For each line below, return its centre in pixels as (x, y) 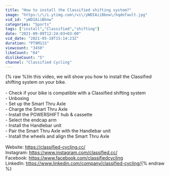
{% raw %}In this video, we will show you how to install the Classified (79, 77)
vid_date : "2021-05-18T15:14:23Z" (42, 39)
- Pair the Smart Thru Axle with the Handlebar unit (58, 131)
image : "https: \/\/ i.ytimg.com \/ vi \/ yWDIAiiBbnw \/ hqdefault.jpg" (76, 15)
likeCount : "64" (23, 53)
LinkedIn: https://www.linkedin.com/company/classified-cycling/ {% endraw (85, 163)
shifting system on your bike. (36, 82)
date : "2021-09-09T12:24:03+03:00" (43, 34)
